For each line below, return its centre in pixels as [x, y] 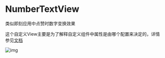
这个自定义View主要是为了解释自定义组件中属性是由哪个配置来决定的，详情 [82, 34]
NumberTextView [42, 9]
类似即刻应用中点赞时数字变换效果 [40, 23]
